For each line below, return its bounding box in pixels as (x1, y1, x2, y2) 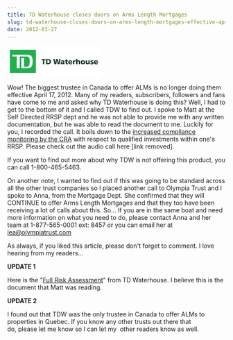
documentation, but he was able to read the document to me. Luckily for (7, 120, 214, 128)
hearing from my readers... (7, 249, 84, 257)
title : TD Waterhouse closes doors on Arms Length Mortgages (7, 11, 188, 18)
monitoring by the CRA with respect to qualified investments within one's (7, 135, 215, 144)
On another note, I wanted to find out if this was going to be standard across (7, 177, 225, 185)
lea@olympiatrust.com (7, 228, 71, 237)
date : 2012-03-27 (7, 26, 58, 33)
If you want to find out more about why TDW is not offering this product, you (7, 156, 225, 164)
